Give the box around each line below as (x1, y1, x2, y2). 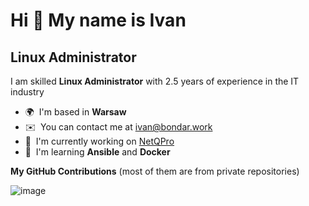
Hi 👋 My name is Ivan (10, 9, 187, 32)
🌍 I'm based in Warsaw (24, 106, 127, 118)
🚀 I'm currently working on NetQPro (24, 135, 175, 147)
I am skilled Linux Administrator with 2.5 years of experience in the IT (10, 75, 300, 87)
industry (10, 86, 45, 98)
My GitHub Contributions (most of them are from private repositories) (10, 165, 300, 177)
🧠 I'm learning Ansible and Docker (24, 146, 171, 158)
